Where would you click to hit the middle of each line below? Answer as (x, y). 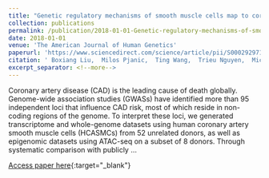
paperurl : (25, 53)
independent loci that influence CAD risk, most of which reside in (115, 107)
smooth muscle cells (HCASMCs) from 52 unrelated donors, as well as (124, 133)
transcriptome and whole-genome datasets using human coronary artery (129, 124)
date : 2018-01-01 (37, 38)
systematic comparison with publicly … (73, 149)
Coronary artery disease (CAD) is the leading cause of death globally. (123, 90)
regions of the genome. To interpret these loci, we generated (133, 116)
